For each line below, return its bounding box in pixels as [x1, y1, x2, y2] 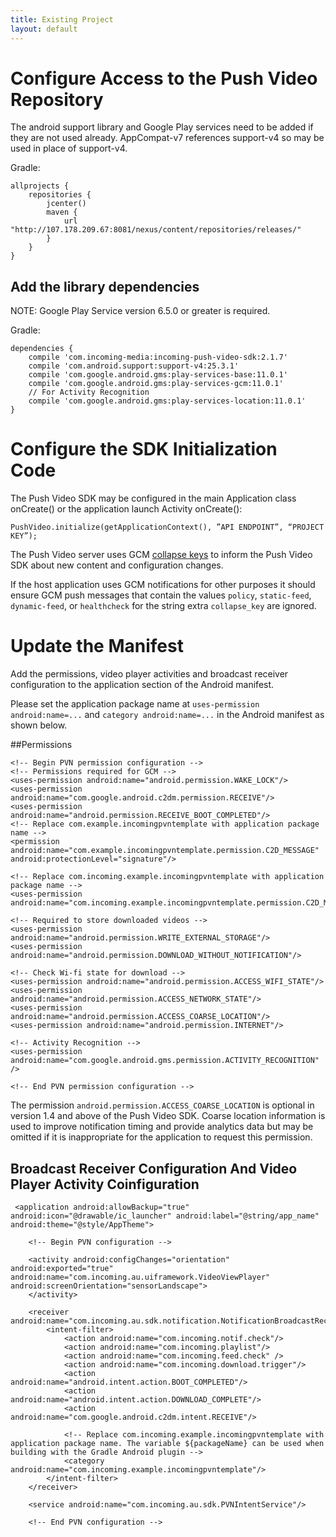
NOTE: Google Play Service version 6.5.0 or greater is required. [10, 305, 271, 317]
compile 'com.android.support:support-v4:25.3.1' [28, 361, 240, 371]
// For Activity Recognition [28, 387, 150, 398]
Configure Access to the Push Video [10, 67, 318, 90]
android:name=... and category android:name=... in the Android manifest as [10, 709, 325, 721]
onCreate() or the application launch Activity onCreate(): [10, 503, 243, 515]
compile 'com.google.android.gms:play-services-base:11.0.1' [28, 370, 288, 380]
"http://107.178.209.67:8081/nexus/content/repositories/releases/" [10, 225, 302, 235]
